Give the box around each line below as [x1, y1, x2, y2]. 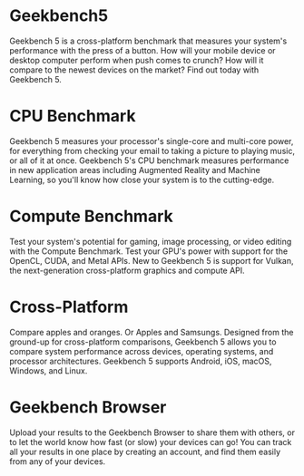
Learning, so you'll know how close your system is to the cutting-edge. [9, 174, 275, 185]
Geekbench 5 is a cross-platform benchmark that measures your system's [9, 35, 288, 46]
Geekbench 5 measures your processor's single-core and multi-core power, [9, 135, 294, 146]
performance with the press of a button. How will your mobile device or [9, 44, 276, 55]
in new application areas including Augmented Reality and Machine [9, 164, 260, 175]
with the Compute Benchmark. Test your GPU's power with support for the [9, 246, 289, 257]
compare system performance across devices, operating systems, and [9, 345, 274, 356]
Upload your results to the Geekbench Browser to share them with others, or [9, 427, 295, 438]
